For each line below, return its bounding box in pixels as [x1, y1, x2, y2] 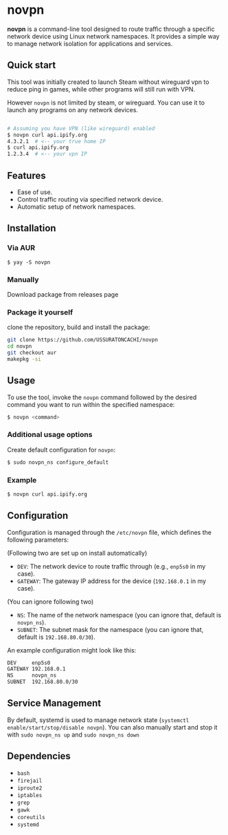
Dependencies [7, 750, 71, 762]
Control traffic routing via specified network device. [16, 195, 163, 203]
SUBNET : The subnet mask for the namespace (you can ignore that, [16, 625, 204, 633]
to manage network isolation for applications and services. [7, 39, 173, 47]
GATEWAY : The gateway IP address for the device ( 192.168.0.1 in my [16, 577, 207, 585]
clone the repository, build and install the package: [7, 323, 150, 332]
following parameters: [7, 536, 69, 544]
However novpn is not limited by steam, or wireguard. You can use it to [7, 98, 205, 107]
